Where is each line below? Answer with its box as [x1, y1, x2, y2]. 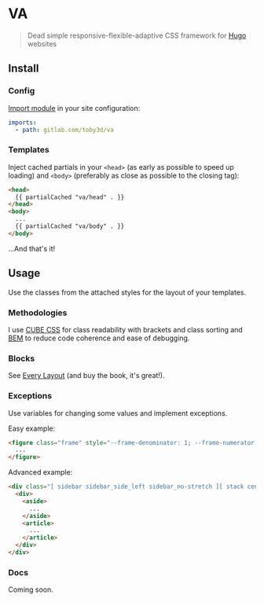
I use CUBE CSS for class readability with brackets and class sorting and [8, 325, 244, 334]
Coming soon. [8, 585, 53, 594]
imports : [8, 119, 37, 127]
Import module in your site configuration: [8, 103, 141, 112]
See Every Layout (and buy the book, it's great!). [8, 371, 165, 380]
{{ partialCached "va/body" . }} [15, 222, 125, 230]
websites [27, 39, 57, 48]
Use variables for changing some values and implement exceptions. [8, 408, 228, 417]
